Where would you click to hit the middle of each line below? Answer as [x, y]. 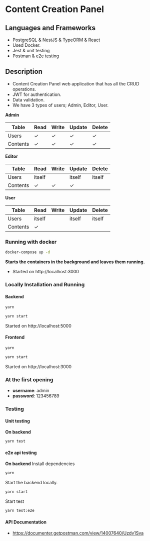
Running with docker [31, 242]
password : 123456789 [36, 396]
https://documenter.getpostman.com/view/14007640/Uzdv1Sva [78, 533]
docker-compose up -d [28, 252]
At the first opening [29, 379]
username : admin [31, 391]
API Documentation [26, 522]
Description [24, 72]
